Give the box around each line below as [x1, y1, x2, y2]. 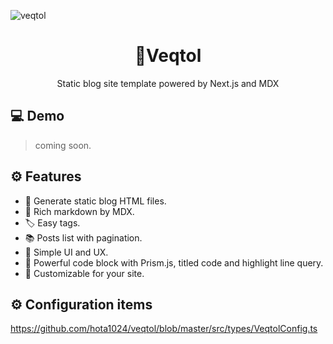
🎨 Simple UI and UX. [24, 246, 109, 258]
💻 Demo [10, 108, 65, 125]
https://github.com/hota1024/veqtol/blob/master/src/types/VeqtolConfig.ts [10, 323, 318, 335]
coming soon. [34, 139, 92, 151]
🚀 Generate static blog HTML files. [24, 195, 167, 207]
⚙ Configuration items [10, 296, 153, 313]
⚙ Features [10, 168, 82, 185]
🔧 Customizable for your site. [24, 267, 145, 279]
